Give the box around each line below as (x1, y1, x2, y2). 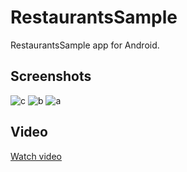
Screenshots (10, 68, 92, 85)
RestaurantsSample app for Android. (10, 39, 160, 51)
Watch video (10, 150, 62, 162)
